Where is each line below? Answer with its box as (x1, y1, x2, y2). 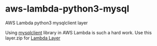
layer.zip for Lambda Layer (5, 35, 60, 41)
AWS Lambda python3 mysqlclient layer (5, 20, 88, 26)
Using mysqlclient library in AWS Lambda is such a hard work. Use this (5, 29, 152, 35)
